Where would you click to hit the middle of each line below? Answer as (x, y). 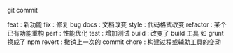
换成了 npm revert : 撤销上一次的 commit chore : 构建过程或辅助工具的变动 (114, 42)
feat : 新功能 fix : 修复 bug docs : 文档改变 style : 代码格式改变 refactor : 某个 (117, 24)
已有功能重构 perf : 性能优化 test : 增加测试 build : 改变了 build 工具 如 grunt (115, 33)
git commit (23, 10)
